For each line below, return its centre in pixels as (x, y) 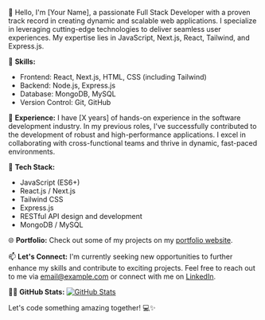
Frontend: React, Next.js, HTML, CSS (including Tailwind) (113, 77)
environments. (32, 152)
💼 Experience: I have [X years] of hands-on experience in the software (125, 118)
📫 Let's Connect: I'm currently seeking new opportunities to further (121, 256)
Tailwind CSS (41, 199)
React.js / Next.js (47, 191)
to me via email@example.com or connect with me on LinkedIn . (112, 276)
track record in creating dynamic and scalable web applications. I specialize (132, 21)
